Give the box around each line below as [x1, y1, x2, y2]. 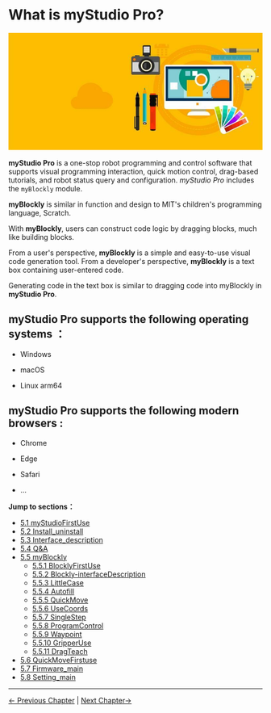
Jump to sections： [8, 501, 75, 511]
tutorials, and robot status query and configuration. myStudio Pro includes [8, 175, 255, 185]
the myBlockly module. [8, 183, 83, 193]
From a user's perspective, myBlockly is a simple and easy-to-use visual [8, 248, 251, 258]
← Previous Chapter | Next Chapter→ [8, 695, 132, 705]
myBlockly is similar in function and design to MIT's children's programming [8, 199, 262, 209]
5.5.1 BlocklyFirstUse [31, 560, 101, 570]
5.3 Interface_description [19, 535, 103, 544]
